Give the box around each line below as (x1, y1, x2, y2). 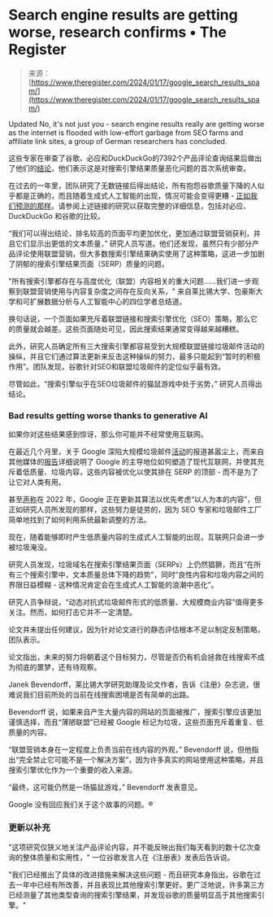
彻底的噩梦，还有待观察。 (15, 662, 102, 672)
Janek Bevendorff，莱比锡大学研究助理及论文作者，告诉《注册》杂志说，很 (8, 679, 261, 689)
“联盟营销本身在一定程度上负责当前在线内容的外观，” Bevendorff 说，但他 (8, 745, 252, 754)
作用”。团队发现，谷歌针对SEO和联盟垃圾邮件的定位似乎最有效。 (8, 361, 226, 371)
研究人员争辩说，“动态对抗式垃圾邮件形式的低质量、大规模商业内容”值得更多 (8, 597, 264, 607)
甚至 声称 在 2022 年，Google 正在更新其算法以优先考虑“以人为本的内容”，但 (8, 495, 262, 504)
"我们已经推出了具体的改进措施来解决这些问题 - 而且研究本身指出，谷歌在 (8, 869, 254, 880)
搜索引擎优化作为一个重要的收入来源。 (8, 765, 136, 775)
